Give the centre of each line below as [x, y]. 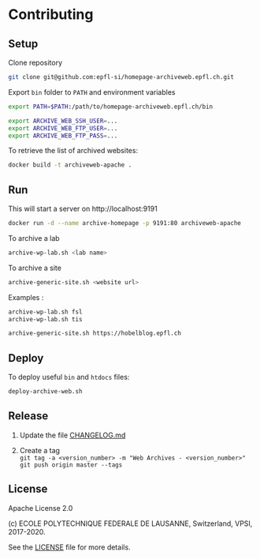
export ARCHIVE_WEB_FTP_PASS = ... [63, 136]
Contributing [51, 15]
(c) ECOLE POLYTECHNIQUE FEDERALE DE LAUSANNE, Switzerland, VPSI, [130, 523]
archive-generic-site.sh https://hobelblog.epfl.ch [95, 333]
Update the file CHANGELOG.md [72, 435]
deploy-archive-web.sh [45, 392]
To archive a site [35, 268]
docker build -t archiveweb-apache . [70, 165]
